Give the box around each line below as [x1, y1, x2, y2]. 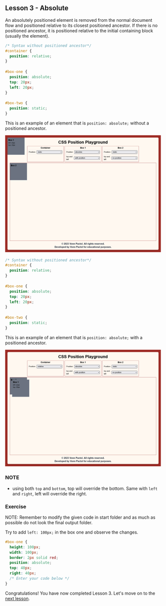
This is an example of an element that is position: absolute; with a [5, 334, 143, 340]
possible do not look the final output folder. [5, 519, 93, 525]
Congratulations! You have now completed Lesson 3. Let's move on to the [5, 590, 156, 596]
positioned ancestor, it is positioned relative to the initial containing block [5, 27, 153, 34]
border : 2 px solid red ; [9, 555, 58, 560]
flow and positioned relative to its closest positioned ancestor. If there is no [5, 22, 158, 28]
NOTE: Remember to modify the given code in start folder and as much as [5, 514, 156, 520]
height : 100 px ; [9, 545, 41, 549]
